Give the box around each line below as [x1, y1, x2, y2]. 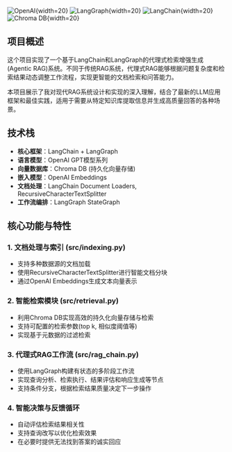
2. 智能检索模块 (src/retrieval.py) [7, 296, 119, 305]
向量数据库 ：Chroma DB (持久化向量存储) [17, 164, 136, 173]
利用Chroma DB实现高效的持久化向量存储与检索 [17, 313, 154, 321]
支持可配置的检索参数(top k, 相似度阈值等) [17, 321, 138, 330]
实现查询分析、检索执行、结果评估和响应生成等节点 [17, 375, 164, 383]
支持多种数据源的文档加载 [17, 260, 91, 268]
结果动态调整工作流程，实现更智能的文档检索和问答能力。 [13, 73, 178, 81]
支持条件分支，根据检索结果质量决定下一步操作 [17, 384, 151, 392]
